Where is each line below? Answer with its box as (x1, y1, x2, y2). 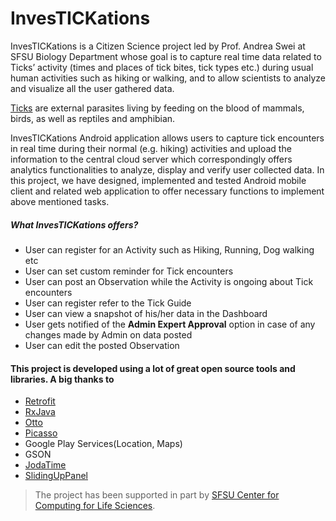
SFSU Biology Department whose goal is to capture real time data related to (10, 50, 322, 62)
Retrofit (24, 395, 56, 407)
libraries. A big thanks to (10, 373, 115, 385)
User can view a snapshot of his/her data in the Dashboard (24, 307, 268, 319)
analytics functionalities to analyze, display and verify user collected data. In (10, 163, 325, 176)
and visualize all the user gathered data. (10, 82, 175, 94)
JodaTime (24, 459, 67, 471)
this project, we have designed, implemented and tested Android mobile (10, 174, 307, 186)
